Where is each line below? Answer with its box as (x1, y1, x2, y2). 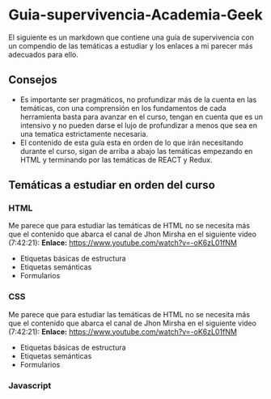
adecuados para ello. (8, 49, 79, 59)
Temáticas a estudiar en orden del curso (8, 178, 216, 192)
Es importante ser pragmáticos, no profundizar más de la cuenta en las (19, 95, 257, 104)
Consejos (8, 73, 58, 87)
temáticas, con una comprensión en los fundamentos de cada (19, 103, 227, 112)
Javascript (8, 380, 52, 391)
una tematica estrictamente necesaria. (19, 129, 148, 138)
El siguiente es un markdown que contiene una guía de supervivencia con (8, 32, 255, 42)
